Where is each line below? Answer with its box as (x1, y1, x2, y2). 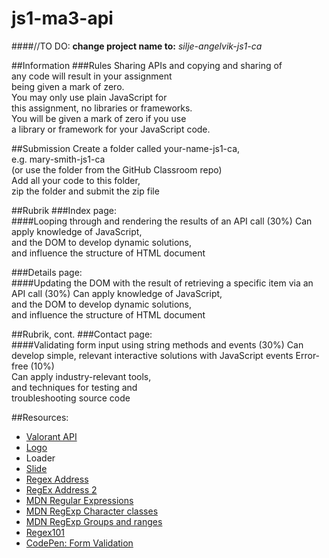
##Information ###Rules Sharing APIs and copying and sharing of (11, 59, 283, 71)
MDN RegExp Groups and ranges (25, 515, 163, 527)
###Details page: (11, 266, 83, 278)
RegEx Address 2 (25, 483, 98, 496)
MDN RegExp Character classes (25, 505, 159, 517)
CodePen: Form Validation (25, 537, 134, 549)
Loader (25, 452, 56, 464)
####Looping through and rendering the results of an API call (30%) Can (11, 215, 313, 227)
